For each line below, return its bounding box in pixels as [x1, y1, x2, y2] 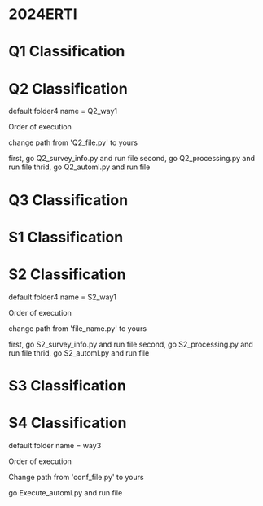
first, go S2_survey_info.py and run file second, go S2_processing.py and [8, 339, 254, 349]
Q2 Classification [8, 79, 128, 98]
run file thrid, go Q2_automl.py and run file [8, 162, 151, 172]
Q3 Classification [8, 190, 129, 209]
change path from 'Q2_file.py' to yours [8, 137, 138, 147]
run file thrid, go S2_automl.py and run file [8, 347, 150, 358]
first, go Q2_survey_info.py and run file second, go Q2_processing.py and [8, 154, 255, 164]
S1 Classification [8, 228, 124, 246]
